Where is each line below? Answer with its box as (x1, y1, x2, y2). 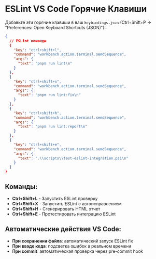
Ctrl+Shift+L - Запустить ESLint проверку (12, 195, 98, 201)
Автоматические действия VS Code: (5, 225, 122, 233)
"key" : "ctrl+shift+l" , (14, 48, 62, 52)
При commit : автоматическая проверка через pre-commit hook (12, 248, 143, 254)
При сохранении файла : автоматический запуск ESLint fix (12, 238, 133, 243)
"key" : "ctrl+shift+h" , (14, 111, 62, 115)
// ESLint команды (9, 38, 47, 43)
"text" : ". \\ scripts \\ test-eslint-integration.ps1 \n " (17, 156, 129, 161)
